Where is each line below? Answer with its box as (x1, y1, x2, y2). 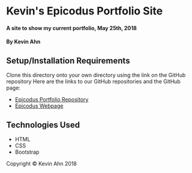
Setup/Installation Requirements (6, 55, 130, 65)
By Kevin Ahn (6, 38, 41, 46)
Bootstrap (14, 148, 40, 156)
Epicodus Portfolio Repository (14, 96, 89, 103)
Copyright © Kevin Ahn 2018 (6, 160, 77, 167)
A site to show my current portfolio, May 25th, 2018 (6, 24, 137, 31)
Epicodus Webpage (14, 102, 64, 109)
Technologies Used (6, 120, 80, 130)
